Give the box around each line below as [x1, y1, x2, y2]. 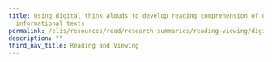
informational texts [15, 19, 85, 27]
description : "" [8, 34, 63, 43]
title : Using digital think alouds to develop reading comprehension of [8, 11, 259, 20]
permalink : [8, 27, 45, 35]
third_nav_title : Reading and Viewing [8, 42, 139, 50]
